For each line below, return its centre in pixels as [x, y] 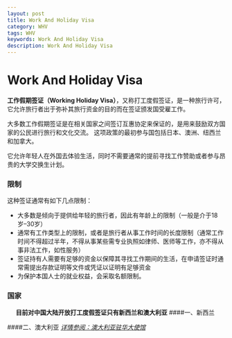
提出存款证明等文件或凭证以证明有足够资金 [90, 267]
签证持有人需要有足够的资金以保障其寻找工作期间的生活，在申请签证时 [117, 259]
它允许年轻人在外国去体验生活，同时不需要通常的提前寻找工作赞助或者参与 [113, 155]
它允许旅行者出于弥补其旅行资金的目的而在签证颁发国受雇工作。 [98, 109]
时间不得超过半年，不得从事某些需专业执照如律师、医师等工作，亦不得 [117, 242]
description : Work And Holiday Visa [60, 46]
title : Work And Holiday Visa [51, 20]
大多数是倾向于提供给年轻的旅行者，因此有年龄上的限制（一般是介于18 [117, 215]
